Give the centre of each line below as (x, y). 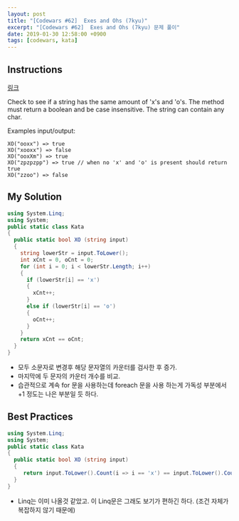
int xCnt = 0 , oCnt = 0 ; (57, 260)
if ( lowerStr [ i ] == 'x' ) (63, 280)
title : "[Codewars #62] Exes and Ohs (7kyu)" (78, 21)
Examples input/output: (42, 131)
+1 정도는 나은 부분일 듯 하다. (58, 394)
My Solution (35, 197)
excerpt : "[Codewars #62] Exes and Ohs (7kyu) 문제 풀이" (94, 27)
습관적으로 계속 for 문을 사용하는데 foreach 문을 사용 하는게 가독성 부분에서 (122, 385)
